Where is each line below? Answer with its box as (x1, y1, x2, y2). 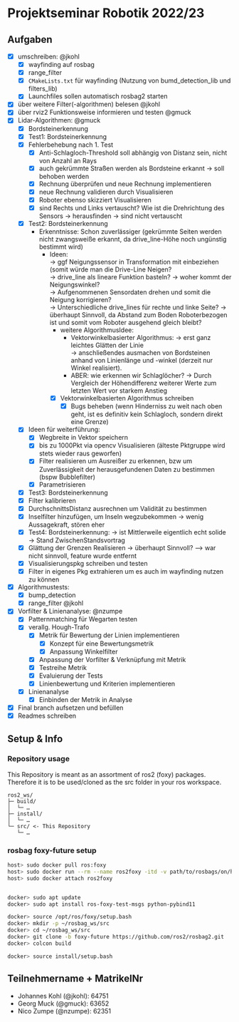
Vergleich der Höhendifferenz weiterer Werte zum (70, 379, 217, 388)
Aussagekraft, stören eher (28, 520, 105, 529)
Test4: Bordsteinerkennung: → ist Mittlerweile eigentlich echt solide (28, 527, 226, 536)
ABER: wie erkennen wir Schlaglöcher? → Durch (70, 371, 212, 380)
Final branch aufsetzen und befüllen (17, 703, 124, 712)
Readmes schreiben (17, 711, 77, 721)
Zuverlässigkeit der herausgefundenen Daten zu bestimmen (38, 465, 215, 473)
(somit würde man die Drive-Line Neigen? (49, 265, 172, 274)
